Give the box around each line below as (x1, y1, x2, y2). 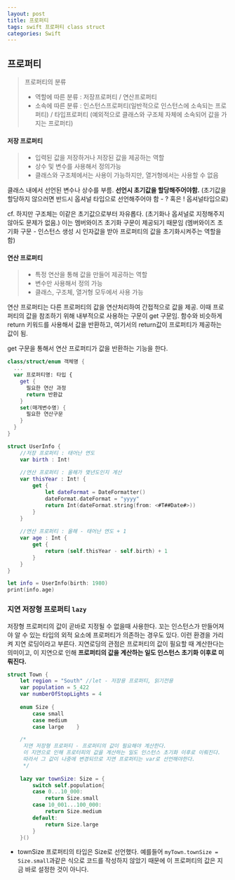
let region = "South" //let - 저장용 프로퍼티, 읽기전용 (20, 677, 174, 684)
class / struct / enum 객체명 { (7, 358, 86, 366)
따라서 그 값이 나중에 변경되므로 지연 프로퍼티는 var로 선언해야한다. (22, 755, 196, 763)
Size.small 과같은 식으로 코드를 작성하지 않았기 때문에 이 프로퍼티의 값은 (17, 856, 216, 865)
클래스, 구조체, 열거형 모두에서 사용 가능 (34, 288, 144, 296)
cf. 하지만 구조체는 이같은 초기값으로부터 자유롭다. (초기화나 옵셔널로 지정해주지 (7, 210, 224, 218)
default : (32, 814, 58, 822)
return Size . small (44, 795, 99, 802)
